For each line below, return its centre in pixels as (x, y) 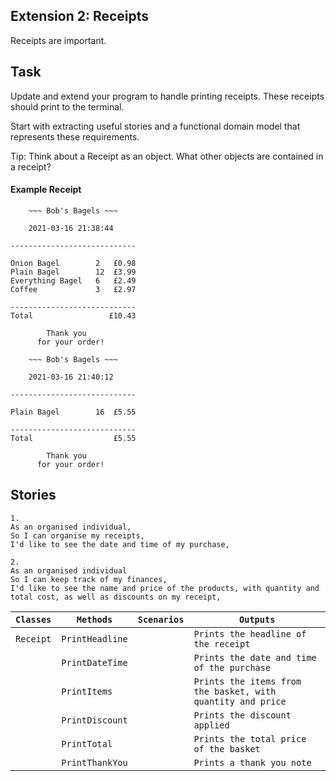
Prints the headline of (250, 633)
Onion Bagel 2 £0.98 (73, 263)
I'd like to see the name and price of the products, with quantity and (165, 588)
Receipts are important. (58, 40)
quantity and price (240, 701)
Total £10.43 (73, 315)
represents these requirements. (75, 136)
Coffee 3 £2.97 (73, 289)
